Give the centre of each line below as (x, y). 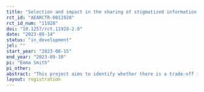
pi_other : (19, 68)
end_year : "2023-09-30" (36, 57)
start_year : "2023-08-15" (39, 51)
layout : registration (34, 79)
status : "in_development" (39, 40)
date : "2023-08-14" (31, 34)
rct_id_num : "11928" (32, 23)
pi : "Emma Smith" (28, 62)
